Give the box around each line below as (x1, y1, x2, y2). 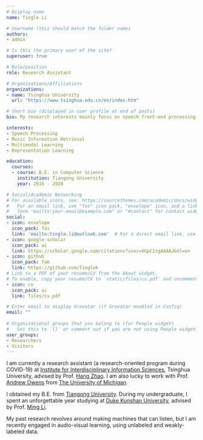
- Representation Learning (6, 147, 74, 154)
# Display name (6, 8, 45, 15)
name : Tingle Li (6, 15, 47, 21)
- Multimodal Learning (6, 141, 63, 148)
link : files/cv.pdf (11, 293, 61, 299)
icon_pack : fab (11, 259, 50, 265)
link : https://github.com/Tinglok (11, 265, 98, 271)
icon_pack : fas (11, 225, 50, 231)
